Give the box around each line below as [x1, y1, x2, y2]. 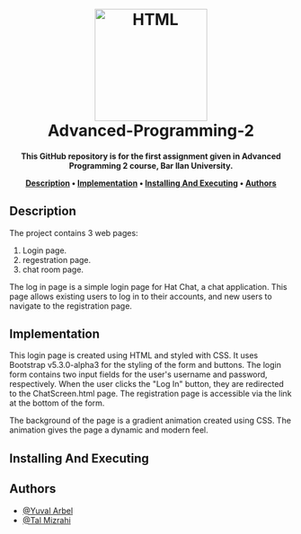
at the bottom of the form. [9, 398, 105, 408]
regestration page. [22, 254, 92, 265]
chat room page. [22, 264, 84, 275]
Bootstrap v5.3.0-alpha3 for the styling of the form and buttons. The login [9, 360, 281, 371]
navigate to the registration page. [9, 300, 133, 311]
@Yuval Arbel [22, 505, 74, 516]
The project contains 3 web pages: [9, 227, 138, 238]
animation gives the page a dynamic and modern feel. [9, 425, 208, 435]
